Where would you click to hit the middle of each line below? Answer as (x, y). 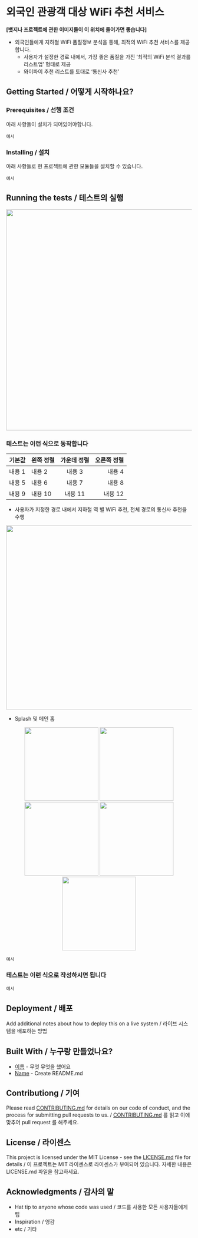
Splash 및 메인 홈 (34, 719)
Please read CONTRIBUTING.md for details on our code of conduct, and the (98, 1108)
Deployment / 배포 (39, 1008)
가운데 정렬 (75, 460)
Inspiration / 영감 (34, 1222)
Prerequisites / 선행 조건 (40, 110)
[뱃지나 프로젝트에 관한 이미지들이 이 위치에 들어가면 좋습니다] (77, 29)
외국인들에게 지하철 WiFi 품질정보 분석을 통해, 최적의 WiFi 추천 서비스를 (97, 42)
